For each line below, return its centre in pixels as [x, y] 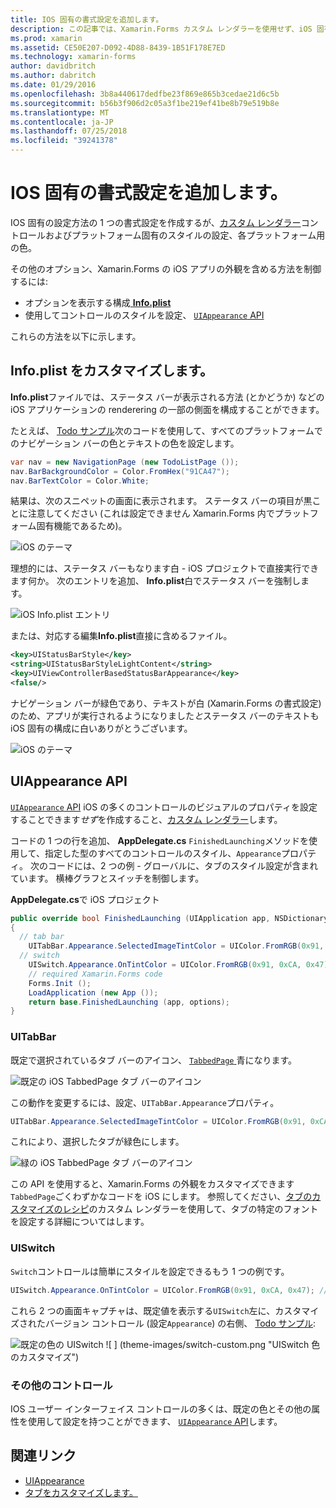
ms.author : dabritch [53, 76]
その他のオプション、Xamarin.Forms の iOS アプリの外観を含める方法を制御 [166, 268]
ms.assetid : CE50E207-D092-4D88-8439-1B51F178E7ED [118, 47]
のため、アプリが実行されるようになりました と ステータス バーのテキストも [165, 715]
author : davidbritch [53, 66]
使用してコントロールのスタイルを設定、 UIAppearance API [144, 315]
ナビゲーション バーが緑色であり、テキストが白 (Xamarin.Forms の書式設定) [166, 703]
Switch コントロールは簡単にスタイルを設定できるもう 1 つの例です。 [150, 1271]
